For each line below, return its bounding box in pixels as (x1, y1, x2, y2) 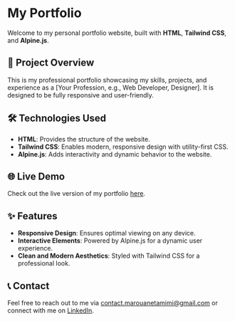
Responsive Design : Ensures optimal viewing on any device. (17, 229, 196, 238)
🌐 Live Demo (7, 170, 66, 182)
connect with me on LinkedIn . (7, 306, 94, 315)
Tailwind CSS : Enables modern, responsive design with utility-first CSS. (17, 142, 229, 151)
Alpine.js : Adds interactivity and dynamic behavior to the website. (17, 149, 212, 158)
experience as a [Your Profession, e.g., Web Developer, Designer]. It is (7, 83, 214, 92)
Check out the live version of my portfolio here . (7, 189, 146, 198)
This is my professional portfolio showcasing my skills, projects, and (7, 75, 207, 84)
